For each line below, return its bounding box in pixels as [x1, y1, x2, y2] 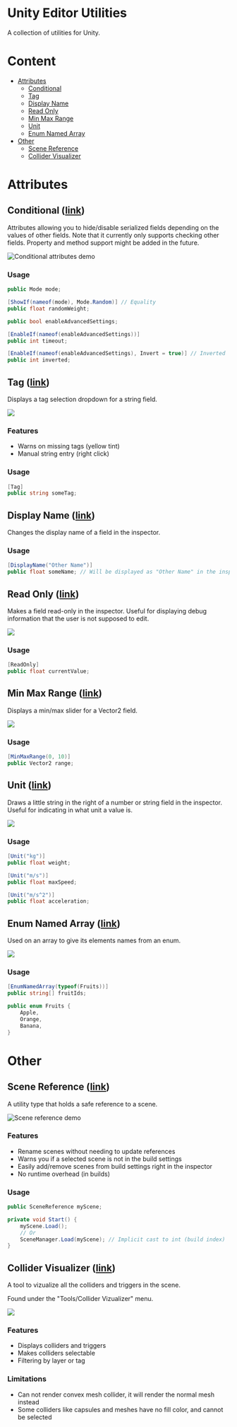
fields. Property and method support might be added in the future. [7, 238, 200, 247]
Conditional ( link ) [7, 204, 85, 216]
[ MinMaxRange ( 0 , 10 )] [7, 753, 71, 761]
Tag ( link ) [7, 376, 50, 388]
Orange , [20, 1015, 42, 1023]
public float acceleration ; [7, 898, 90, 905]
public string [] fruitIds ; [7, 990, 87, 997]
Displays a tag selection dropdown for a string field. [7, 395, 157, 403]
